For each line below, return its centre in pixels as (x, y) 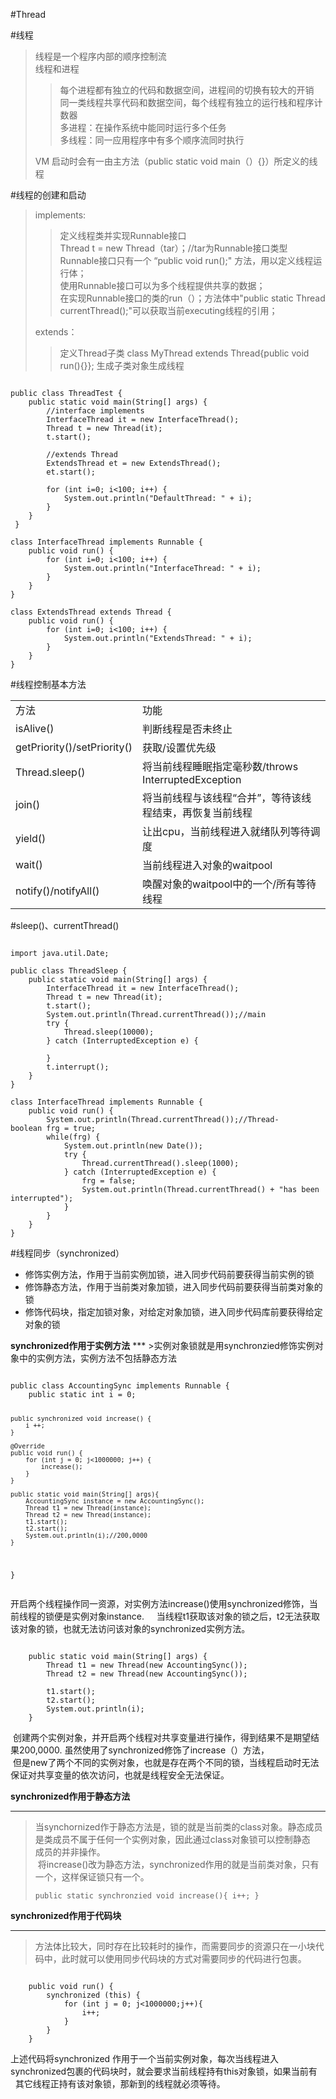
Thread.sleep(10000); (109, 1032)
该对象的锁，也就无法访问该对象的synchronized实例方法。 (130, 1628)
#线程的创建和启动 (48, 195)
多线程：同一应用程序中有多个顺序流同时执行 (152, 140)
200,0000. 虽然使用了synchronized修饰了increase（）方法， (144, 1750)
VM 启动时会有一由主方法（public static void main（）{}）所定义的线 (176, 161)
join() (28, 804)
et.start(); (71, 472)
